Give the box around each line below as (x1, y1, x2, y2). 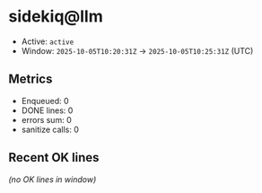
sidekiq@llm (8, 6, 104, 27)
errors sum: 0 (21, 114, 73, 125)
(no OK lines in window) (8, 173, 97, 185)
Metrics (8, 72, 53, 87)
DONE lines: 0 (21, 105, 74, 116)
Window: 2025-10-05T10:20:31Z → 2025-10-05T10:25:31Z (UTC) (21, 45, 254, 56)
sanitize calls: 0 (21, 124, 80, 135)
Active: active (21, 36, 74, 47)
